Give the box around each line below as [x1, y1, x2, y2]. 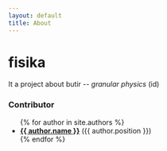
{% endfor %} [19, 134, 66, 144]
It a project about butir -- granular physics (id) [8, 79, 160, 89]
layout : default [8, 11, 62, 20]
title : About [8, 19, 52, 27]
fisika [8, 53, 46, 72]
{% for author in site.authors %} [19, 117, 125, 127]
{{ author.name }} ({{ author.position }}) [19, 126, 152, 135]
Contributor [8, 99, 55, 110]
